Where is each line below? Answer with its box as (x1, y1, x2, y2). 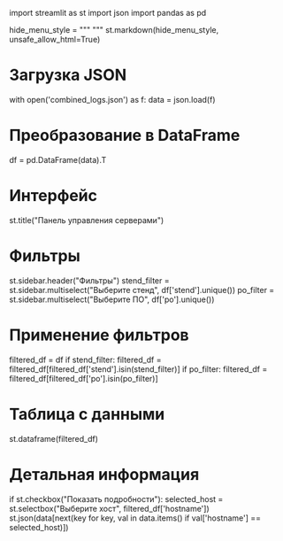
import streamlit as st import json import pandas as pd (9, 8, 207, 18)
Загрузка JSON (9, 66, 127, 85)
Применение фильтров (9, 325, 189, 344)
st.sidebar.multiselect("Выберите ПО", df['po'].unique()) (9, 294, 215, 305)
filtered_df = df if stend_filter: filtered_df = (9, 354, 162, 365)
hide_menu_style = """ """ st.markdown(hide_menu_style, (9, 25, 219, 35)
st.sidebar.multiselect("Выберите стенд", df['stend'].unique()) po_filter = (9, 284, 275, 295)
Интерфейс (9, 186, 98, 206)
